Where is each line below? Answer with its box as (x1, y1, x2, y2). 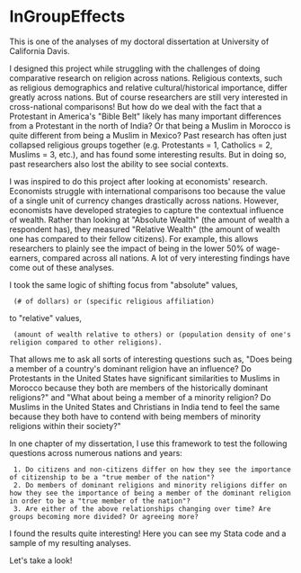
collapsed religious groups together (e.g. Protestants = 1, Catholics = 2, (9, 139, 273, 150)
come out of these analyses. (9, 262, 115, 273)
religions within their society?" (9, 420, 121, 431)
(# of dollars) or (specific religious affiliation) (13, 297, 216, 306)
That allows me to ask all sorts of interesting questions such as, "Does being (9, 354, 292, 364)
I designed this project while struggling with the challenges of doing (9, 63, 261, 74)
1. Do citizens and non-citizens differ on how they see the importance (13, 465, 292, 474)
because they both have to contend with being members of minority (9, 411, 261, 422)
